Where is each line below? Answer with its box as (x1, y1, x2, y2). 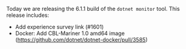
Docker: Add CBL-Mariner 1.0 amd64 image (15, 30, 125, 37)
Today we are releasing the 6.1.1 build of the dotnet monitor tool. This (6, 5, 180, 12)
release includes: (6, 11, 49, 19)
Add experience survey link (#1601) (15, 24, 104, 30)
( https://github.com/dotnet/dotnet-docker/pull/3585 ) (15, 36, 148, 43)
